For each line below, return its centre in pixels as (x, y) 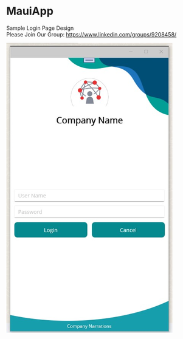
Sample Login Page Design (40, 28)
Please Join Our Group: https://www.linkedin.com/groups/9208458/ (91, 34)
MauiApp (30, 11)
